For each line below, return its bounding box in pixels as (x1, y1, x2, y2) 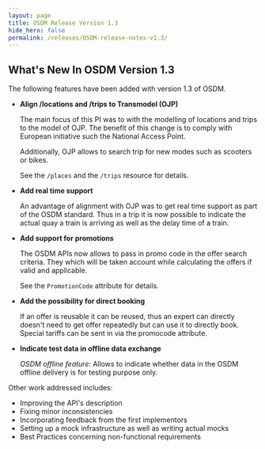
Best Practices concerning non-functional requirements (19, 432, 202, 442)
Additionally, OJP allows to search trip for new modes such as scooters (19, 147, 252, 157)
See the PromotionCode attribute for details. (19, 281, 160, 291)
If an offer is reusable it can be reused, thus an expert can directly (19, 312, 235, 322)
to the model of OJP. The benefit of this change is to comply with (19, 124, 233, 133)
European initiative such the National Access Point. (19, 131, 186, 141)
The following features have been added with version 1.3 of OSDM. (8, 84, 226, 93)
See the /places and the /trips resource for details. (19, 171, 189, 181)
